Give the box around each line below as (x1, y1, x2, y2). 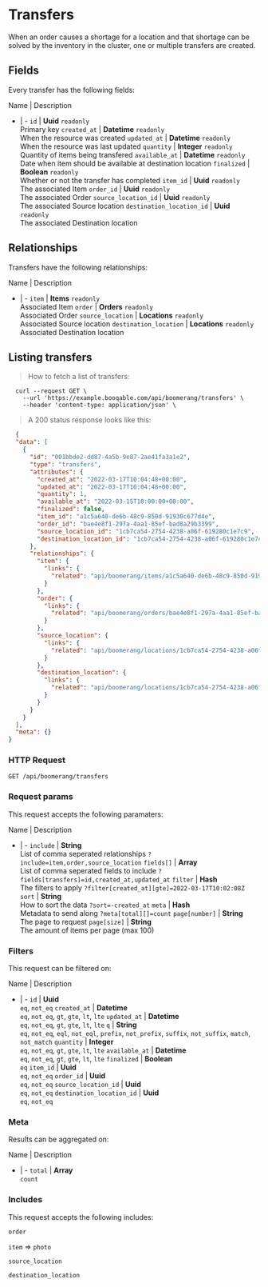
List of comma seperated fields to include (19, 865, 157, 875)
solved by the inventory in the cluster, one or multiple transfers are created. (8, 40, 256, 50)
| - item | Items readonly (19, 294, 100, 303)
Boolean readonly (19, 166, 79, 177)
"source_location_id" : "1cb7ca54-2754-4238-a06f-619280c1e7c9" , (37, 527, 255, 535)
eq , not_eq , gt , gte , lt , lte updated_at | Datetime (19, 1012, 179, 1021)
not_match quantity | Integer (19, 1037, 114, 1047)
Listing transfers (8, 350, 93, 364)
